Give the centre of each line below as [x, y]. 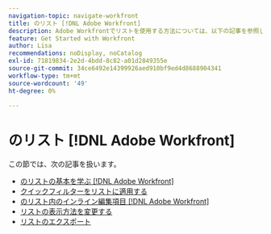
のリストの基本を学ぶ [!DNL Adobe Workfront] [97, 182]
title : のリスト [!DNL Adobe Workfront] [75, 23]
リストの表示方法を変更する [66, 211]
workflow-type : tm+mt [45, 76]
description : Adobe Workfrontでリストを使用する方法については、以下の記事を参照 [134, 31]
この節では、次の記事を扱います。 [65, 164]
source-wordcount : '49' [48, 83]
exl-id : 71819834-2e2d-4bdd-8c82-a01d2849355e [88, 61]
